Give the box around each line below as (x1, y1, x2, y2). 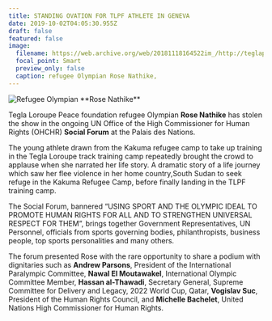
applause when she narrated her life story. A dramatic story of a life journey (8, 159, 261, 170)
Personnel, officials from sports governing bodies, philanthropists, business (8, 227, 261, 237)
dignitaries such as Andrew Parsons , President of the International (8, 260, 232, 269)
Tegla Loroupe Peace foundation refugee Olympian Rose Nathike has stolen (8, 110, 263, 120)
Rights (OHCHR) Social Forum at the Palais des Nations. (8, 127, 196, 137)
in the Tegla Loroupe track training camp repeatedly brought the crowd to (8, 151, 253, 161)
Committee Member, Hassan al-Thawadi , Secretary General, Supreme (8, 277, 244, 287)
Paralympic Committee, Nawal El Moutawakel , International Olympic (8, 268, 237, 278)
